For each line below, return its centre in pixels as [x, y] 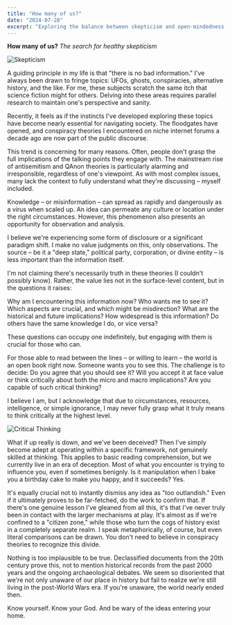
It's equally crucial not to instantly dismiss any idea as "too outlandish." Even [116, 493]
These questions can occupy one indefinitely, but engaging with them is [110, 337]
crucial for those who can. [44, 344]
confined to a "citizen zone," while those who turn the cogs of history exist [114, 522]
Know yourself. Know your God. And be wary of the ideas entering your [109, 608]
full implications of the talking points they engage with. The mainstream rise [115, 159]
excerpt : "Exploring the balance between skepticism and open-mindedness [116, 26]
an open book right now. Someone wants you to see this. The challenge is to [116, 365]
